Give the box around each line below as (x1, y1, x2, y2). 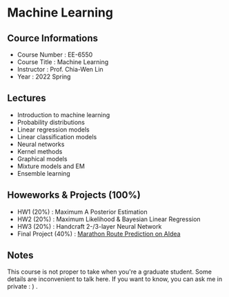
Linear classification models (17, 132, 97, 141)
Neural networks (17, 140, 65, 148)
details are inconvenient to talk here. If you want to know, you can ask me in (7, 275, 223, 283)
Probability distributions (17, 118, 85, 126)
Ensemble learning (17, 169, 70, 177)
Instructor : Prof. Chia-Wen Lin (17, 65, 103, 73)
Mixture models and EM (17, 162, 85, 170)
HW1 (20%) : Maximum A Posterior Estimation (17, 207, 148, 216)
